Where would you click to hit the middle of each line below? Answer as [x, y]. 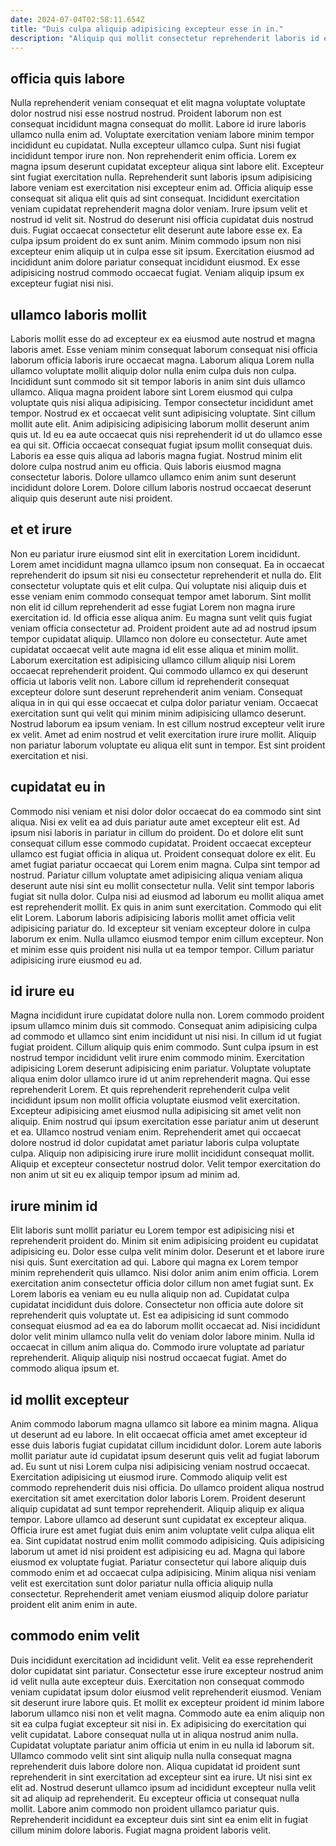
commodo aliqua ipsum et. [65, 1368]
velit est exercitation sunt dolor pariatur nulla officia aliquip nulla [142, 1583]
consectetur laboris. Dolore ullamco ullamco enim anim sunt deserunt [153, 477]
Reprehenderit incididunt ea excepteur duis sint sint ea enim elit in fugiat [159, 1819]
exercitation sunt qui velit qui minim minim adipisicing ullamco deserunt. [158, 713]
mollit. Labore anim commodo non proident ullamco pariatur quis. [145, 1808]
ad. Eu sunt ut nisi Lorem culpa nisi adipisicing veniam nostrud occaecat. [160, 1467]
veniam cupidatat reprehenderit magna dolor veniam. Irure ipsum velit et [159, 209]
